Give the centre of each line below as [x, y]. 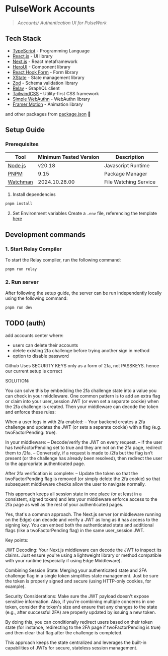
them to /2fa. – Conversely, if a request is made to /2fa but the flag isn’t [79, 453]
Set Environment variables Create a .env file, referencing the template [85, 213]
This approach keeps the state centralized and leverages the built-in [76, 642]
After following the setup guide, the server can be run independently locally [83, 293]
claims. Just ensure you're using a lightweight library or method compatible [83, 555]
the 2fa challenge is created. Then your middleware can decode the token [82, 407]
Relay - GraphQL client [36, 88]
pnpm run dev [19, 308]
